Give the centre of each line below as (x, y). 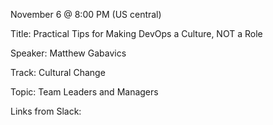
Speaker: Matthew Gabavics (68, 53)
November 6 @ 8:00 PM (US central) (86, 14)
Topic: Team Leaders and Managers (84, 92)
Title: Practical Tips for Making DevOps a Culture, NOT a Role (136, 33)
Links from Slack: (46, 111)
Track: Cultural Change (58, 72)
